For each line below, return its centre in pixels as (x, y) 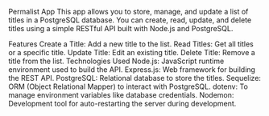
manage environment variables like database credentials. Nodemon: (121, 95)
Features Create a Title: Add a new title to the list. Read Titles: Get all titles (131, 44)
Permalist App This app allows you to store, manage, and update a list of (128, 12)
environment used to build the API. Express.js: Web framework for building (132, 70)
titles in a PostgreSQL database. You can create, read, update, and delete (130, 20)
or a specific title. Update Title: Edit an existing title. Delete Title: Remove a (132, 52)
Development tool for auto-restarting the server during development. (122, 104)
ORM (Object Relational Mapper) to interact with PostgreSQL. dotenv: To (128, 86)
